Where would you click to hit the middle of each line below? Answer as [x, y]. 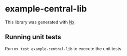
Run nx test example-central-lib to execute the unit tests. [64, 48]
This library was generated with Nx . [40, 22]
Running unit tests [33, 37]
